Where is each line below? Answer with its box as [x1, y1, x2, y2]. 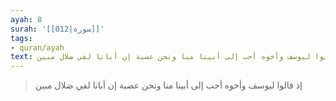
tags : [10, 33, 33, 43]
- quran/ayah [10, 42, 65, 53]
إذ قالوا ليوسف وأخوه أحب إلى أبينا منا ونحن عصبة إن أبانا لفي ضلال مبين [34, 79, 303, 91]
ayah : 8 [10, 14, 43, 25]
